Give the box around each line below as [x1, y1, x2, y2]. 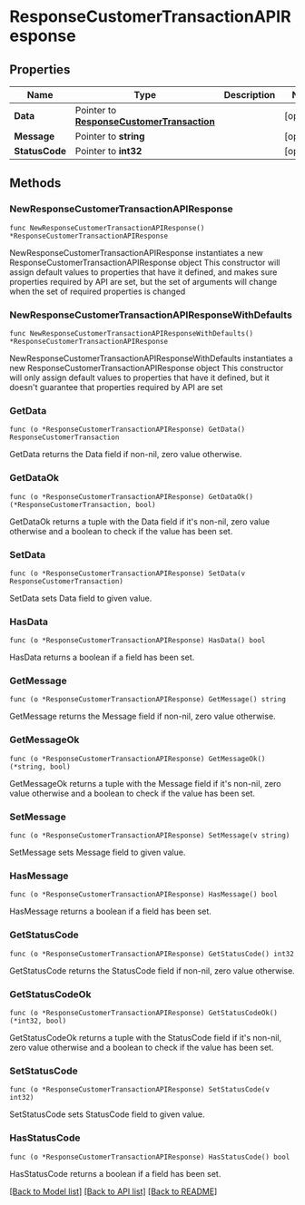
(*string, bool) [9, 762, 71, 771]
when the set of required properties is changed [9, 286, 186, 297]
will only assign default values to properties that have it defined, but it [9, 372, 270, 383]
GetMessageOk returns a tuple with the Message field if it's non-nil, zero [9, 778, 281, 789]
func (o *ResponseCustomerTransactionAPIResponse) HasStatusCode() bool [9, 1152, 290, 1161]
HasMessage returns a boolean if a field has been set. [9, 906, 212, 917]
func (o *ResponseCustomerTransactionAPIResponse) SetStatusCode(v [9, 1085, 271, 1094]
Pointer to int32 [74, 145, 143, 157]
